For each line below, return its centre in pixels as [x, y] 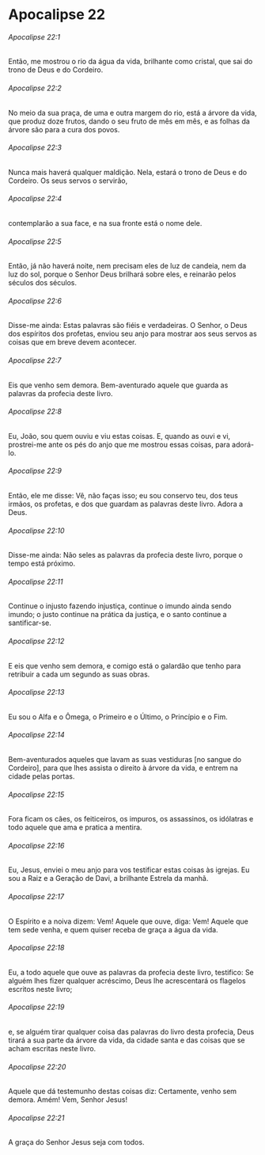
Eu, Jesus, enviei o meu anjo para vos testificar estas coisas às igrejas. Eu [129, 870]
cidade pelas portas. [42, 776]
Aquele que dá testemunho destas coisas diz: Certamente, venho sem [123, 1092]
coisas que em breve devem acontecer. [72, 342]
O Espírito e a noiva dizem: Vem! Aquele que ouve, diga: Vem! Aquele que [129, 921]
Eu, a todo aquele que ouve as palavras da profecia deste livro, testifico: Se [131, 972]
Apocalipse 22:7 [35, 360]
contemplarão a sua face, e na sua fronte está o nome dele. [105, 223]
